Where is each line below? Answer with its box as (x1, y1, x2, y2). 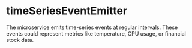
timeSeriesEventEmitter (6, 4, 128, 18)
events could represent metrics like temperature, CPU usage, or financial (6, 30, 186, 37)
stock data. (6, 36, 34, 43)
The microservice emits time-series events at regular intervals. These (6, 24, 178, 31)
